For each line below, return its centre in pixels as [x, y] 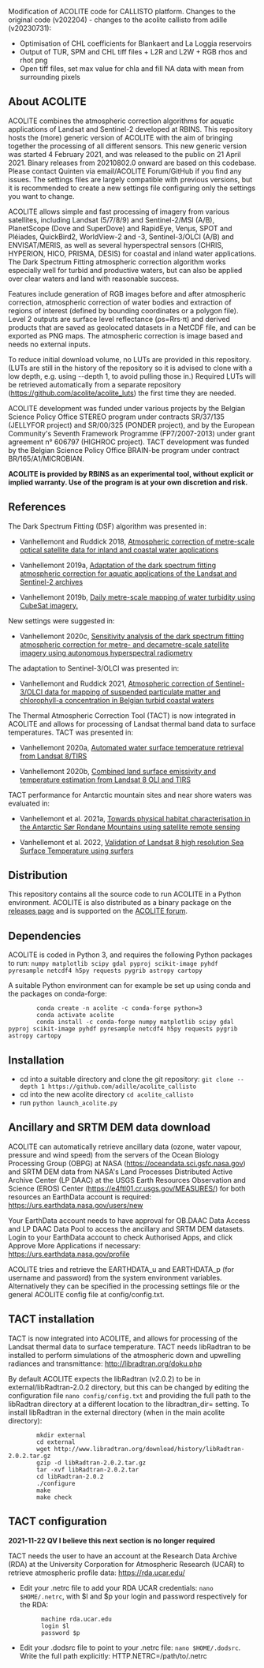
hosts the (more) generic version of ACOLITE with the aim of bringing [121, 137]
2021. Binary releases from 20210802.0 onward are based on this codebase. [132, 163]
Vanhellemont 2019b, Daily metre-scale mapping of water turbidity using [138, 597]
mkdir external [61, 1435]
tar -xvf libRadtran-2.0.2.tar [88, 1470]
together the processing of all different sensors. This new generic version [127, 146]
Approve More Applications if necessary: [74, 1245]
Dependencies [45, 935]
